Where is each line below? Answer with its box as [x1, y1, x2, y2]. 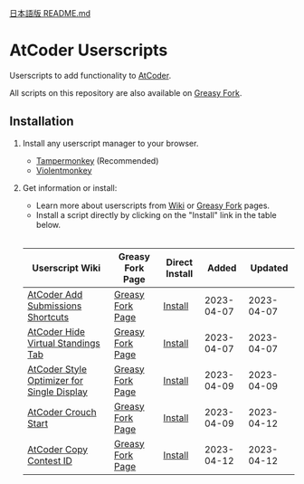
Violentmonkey [35, 165, 92, 176]
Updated [250, 261, 289, 274]
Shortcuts [26, 310, 70, 323]
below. [35, 219, 62, 230]
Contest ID [26, 454, 72, 467]
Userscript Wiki [31, 261, 101, 274]
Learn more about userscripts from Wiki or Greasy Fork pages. [35, 200, 270, 211]
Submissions [26, 299, 82, 312]
